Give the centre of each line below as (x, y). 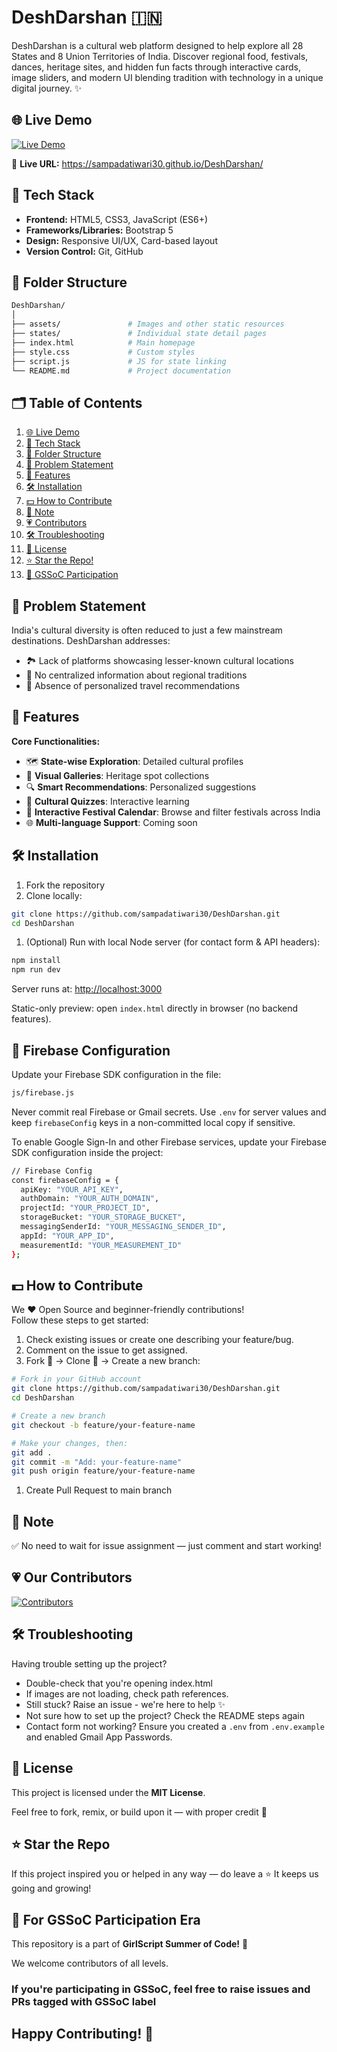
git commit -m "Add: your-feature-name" (97, 1462)
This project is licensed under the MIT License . (108, 1792)
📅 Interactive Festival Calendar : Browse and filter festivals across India (173, 812)
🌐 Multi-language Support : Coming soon (111, 822)
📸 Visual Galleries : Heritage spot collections (117, 775)
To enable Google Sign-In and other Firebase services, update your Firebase (169, 1142)
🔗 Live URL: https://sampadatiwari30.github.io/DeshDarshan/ (137, 163)
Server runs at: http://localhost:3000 (87, 989)
